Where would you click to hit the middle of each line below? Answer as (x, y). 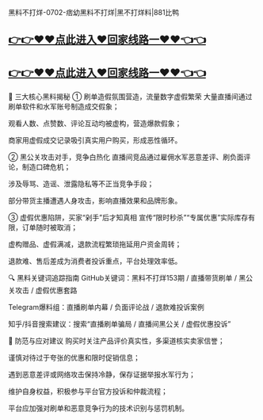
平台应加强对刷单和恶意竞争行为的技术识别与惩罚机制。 (98, 408)
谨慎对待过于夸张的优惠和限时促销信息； (74, 358)
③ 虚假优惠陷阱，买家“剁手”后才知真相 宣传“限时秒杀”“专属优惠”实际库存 (128, 218)
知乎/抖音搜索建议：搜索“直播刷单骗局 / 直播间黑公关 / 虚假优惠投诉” (120, 324)
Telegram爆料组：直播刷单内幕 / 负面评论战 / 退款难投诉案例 (106, 307)
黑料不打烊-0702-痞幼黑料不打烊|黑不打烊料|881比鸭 (94, 12)
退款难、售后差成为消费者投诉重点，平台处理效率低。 (95, 262)
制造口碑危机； (46, 167)
